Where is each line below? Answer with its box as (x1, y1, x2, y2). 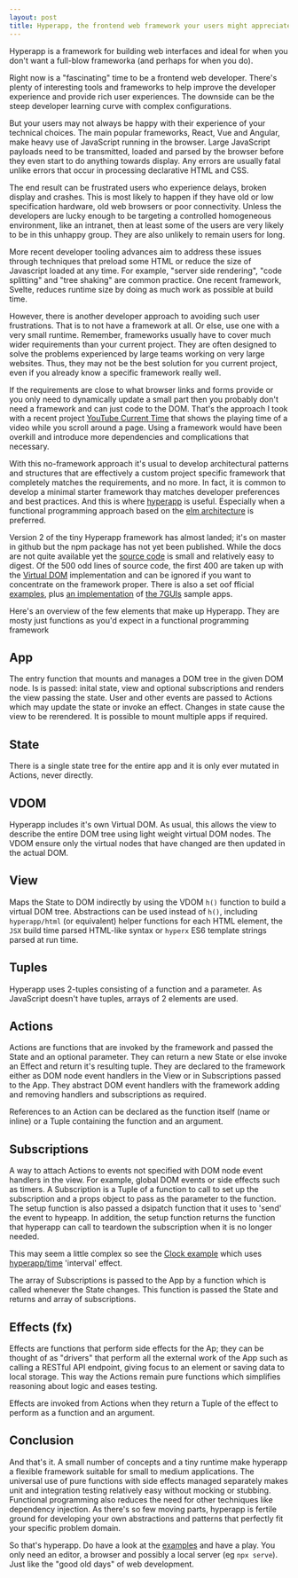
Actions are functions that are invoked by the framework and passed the (9, 1042, 273, 1053)
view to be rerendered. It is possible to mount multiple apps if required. (9, 711, 269, 722)
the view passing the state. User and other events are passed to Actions (9, 693, 273, 703)
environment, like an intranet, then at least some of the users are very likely (9, 219, 284, 231)
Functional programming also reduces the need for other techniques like (9, 1494, 273, 1504)
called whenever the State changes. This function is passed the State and (9, 1284, 278, 1295)
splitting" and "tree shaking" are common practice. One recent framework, (9, 274, 282, 285)
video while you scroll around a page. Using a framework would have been (9, 422, 282, 433)
